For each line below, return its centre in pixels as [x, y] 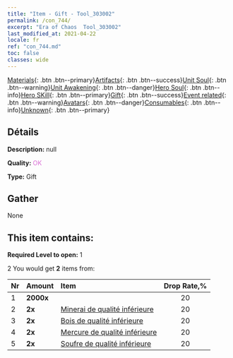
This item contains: [50, 238]
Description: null [32, 149]
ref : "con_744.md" [34, 47]
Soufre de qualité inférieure [106, 344]
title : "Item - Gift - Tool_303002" [61, 14]
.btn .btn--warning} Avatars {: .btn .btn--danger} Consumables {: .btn [105, 102]
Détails [23, 132]
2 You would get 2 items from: [51, 268]
